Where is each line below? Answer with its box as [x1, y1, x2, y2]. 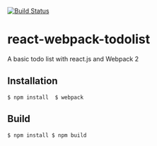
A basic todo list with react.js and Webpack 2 [7, 54, 139, 63]
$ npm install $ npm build [7, 131, 87, 139]
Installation [7, 75, 58, 87]
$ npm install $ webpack [7, 94, 83, 101]
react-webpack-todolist [7, 32, 151, 47]
